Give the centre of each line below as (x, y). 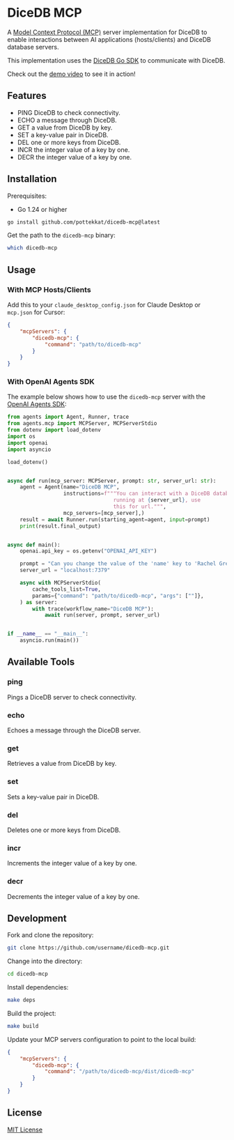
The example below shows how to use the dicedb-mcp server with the (106, 397)
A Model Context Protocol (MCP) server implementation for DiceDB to (107, 32)
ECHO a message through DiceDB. (67, 120)
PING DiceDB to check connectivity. (69, 112)
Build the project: (32, 1013)
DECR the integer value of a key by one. (75, 157)
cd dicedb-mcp (28, 974)
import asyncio (29, 449)
